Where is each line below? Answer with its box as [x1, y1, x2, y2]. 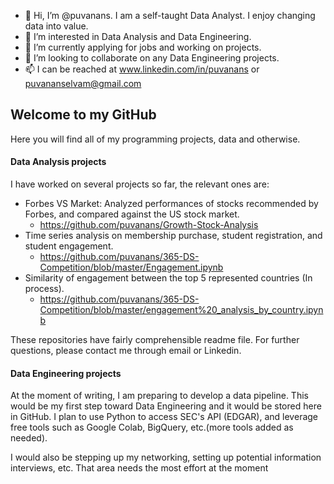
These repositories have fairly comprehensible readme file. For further [10, 334, 300, 346]
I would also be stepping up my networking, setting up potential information [10, 451, 322, 464]
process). [24, 283, 65, 295]
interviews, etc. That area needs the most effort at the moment [10, 462, 269, 474]
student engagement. [24, 240, 114, 252]
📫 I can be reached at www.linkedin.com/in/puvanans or [24, 63, 260, 75]
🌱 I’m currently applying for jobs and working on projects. [24, 41, 262, 53]
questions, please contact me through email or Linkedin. [10, 345, 242, 357]
